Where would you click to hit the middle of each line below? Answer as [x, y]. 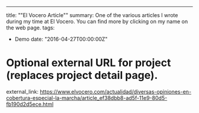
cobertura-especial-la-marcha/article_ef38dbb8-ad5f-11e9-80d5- [87, 98]
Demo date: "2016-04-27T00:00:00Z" [61, 39]
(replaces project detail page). [82, 76]
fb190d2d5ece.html [30, 104]
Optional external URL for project [89, 63]
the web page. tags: [31, 28]
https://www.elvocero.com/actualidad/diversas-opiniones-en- [115, 91]
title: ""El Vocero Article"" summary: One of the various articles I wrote [92, 15]
